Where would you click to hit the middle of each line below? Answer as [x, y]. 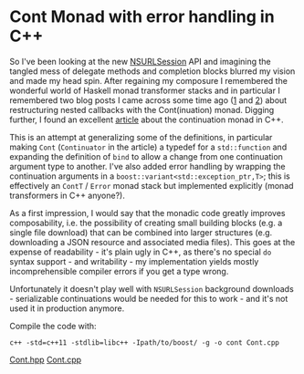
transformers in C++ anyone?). [67, 195]
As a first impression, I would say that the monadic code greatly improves [147, 213]
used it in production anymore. [67, 308]
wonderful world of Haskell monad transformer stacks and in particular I [145, 90]
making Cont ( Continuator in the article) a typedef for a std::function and [148, 147]
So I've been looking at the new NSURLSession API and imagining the [140, 61]
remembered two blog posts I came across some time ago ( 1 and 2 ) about [148, 100]
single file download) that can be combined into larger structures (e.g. [141, 232]
